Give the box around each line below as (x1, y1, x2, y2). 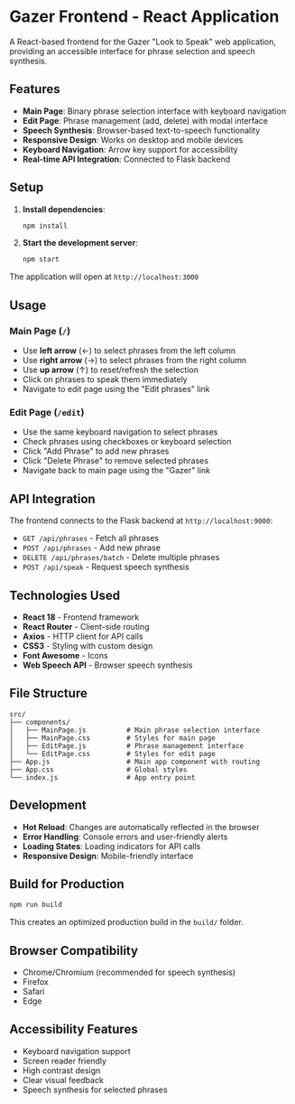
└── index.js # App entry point (9, 772, 196, 782)
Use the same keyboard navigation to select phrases (22, 426, 218, 437)
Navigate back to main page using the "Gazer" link (22, 465, 210, 476)
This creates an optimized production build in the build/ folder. (9, 917, 244, 928)
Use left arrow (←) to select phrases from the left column (22, 345, 236, 356)
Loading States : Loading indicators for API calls (22, 840, 201, 851)
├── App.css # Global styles (9, 765, 188, 774)
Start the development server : (22, 238, 138, 248)
